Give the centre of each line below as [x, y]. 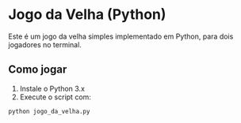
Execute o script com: [55, 97]
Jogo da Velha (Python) [87, 15]
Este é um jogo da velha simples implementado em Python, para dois [121, 36]
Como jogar [38, 70]
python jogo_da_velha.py [49, 111]
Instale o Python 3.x [52, 88]
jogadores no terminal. [45, 44]
